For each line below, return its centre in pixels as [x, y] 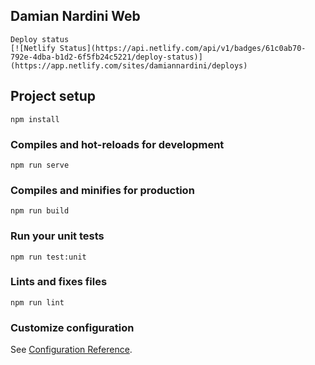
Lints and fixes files [59, 282]
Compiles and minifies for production [102, 190]
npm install [35, 119]
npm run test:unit [48, 257]
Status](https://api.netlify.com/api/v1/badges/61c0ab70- [183, 48]
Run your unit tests [57, 236]
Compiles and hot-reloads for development [117, 144]
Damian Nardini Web [75, 16]
